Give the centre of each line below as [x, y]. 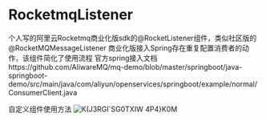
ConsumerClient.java [43, 92]
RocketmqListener [71, 15]
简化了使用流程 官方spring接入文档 [100, 58]
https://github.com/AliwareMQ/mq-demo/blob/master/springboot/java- [125, 67]
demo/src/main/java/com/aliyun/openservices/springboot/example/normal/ [133, 84]
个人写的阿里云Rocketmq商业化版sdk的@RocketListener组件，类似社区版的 [133, 38]
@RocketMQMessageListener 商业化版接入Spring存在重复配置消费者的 [125, 48]
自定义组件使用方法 [40, 109]
